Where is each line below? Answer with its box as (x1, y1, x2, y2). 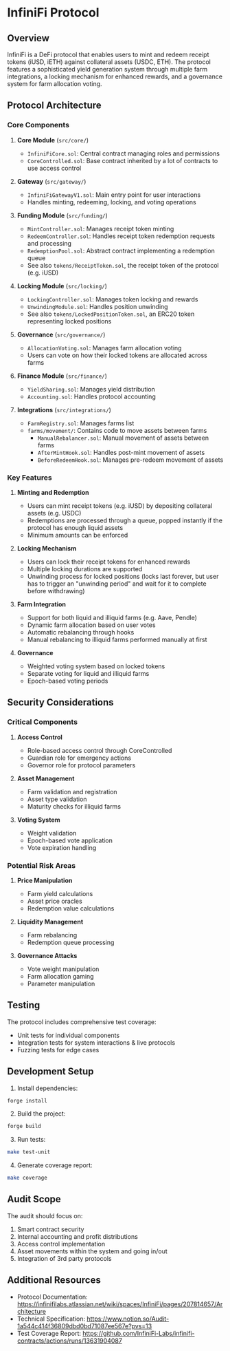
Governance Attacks (16, 951, 78, 959)
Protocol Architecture (7, 100, 102, 111)
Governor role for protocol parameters (27, 760, 136, 769)
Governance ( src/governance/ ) (16, 330, 106, 339)
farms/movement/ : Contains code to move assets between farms (27, 426, 207, 434)
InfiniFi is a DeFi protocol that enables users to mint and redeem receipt (7, 50, 209, 58)
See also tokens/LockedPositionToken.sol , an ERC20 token (27, 310, 195, 318)
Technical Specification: (16, 1315, 86, 1323)
